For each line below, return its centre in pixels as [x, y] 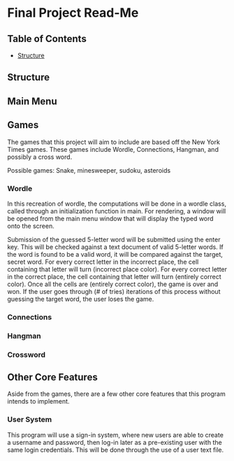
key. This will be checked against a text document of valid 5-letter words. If [115, 247]
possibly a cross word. [40, 157]
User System [30, 420]
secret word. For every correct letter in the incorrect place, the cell [103, 262]
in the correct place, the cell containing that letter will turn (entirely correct [114, 276]
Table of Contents [47, 39]
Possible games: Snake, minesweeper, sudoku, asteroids [89, 170]
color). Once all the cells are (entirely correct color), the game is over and [113, 284]
